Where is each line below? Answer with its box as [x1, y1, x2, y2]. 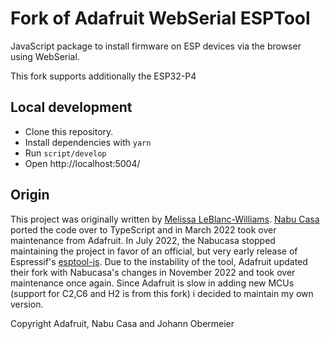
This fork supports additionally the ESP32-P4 [10, 70, 197, 82]
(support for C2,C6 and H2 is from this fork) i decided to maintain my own [10, 287, 314, 299]
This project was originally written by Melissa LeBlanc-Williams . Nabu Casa [10, 213, 320, 225]
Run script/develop [24, 147, 107, 159]
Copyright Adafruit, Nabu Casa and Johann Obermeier [10, 317, 235, 329]
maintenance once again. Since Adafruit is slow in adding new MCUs [10, 277, 295, 289]
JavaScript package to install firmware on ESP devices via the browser [10, 40, 302, 52]
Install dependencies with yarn [24, 136, 152, 148]
